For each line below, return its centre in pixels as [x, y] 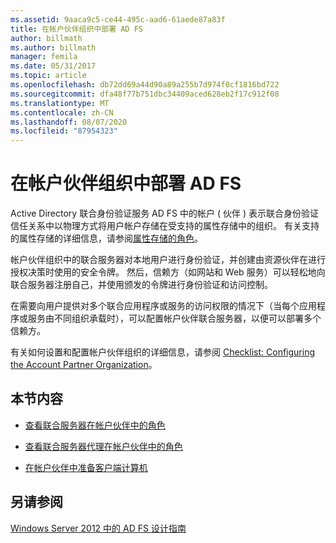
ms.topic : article [48, 76]
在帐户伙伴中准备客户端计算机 [86, 467]
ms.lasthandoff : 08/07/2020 [69, 122]
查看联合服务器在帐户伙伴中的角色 [95, 425]
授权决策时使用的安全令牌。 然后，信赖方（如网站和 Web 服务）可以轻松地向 [168, 272]
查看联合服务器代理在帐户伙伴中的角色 [103, 446]
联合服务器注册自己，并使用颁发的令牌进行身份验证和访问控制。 [141, 285]
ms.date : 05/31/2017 [53, 66]
